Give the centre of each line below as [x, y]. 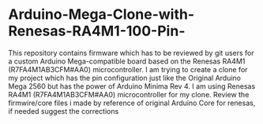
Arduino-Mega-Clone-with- [101, 15]
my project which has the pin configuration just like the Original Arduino [125, 78]
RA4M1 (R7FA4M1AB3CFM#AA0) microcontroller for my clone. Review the [129, 94]
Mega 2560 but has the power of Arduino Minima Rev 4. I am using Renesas [132, 86]
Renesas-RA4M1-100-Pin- [97, 31]
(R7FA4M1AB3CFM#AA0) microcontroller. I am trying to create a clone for [128, 69]
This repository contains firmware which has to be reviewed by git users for [131, 53]
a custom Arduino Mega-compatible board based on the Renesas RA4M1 [127, 61]
